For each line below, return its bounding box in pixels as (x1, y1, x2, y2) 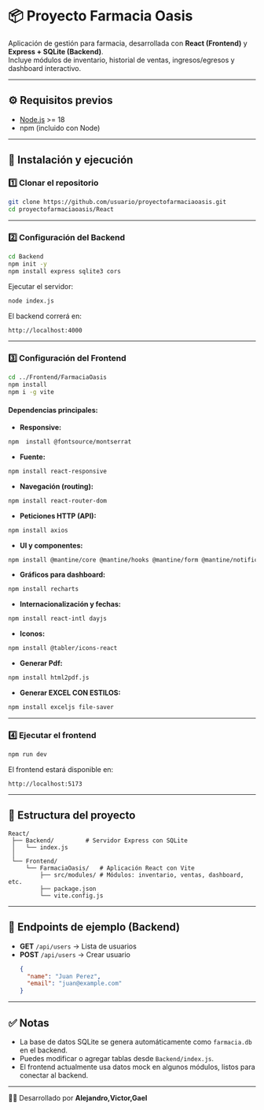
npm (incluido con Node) (19, 123, 101, 132)
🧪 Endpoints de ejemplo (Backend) (8, 920, 181, 934)
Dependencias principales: (8, 405, 98, 414)
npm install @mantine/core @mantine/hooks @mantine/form (8, 555, 199, 564)
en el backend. (19, 1045, 68, 1055)
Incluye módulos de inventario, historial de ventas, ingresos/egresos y (8, 55, 235, 65)
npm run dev (8, 751, 47, 759)
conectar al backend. (19, 1070, 89, 1080)
